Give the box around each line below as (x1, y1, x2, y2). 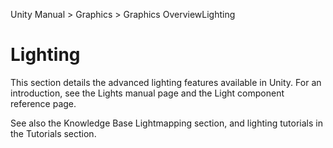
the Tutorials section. (10, 127, 97, 139)
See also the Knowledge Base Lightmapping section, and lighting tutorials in (10, 117, 323, 129)
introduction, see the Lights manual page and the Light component (10, 87, 285, 99)
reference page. (10, 97, 77, 109)
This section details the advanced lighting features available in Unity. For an (10, 76, 322, 88)
